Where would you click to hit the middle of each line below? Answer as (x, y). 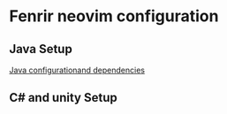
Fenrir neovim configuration (114, 16)
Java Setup (41, 49)
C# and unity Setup (63, 98)
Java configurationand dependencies (77, 70)
